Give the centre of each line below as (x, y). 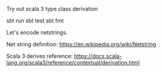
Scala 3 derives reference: (40, 56)
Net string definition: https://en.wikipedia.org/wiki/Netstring (81, 44)
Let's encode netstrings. (37, 32)
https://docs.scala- (98, 56)
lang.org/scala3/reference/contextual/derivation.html (73, 63)
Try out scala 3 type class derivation (52, 9)
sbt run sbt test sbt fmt (35, 20)
